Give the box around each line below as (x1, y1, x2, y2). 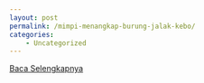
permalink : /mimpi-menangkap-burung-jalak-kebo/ (9, 22, 196, 31)
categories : (9, 30, 54, 39)
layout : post (9, 13, 59, 23)
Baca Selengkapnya (9, 63, 84, 74)
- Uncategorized (25, 38, 88, 48)
